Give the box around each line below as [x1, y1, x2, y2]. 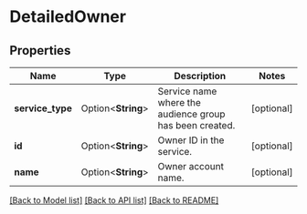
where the [157, 97, 201, 108]
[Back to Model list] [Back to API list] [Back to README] [9, 195, 219, 206]
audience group [157, 107, 226, 120]
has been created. [157, 119, 236, 131]
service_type [14, 102, 73, 115]
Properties [9, 43, 71, 58]
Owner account [157, 160, 224, 172]
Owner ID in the [157, 134, 225, 147]
